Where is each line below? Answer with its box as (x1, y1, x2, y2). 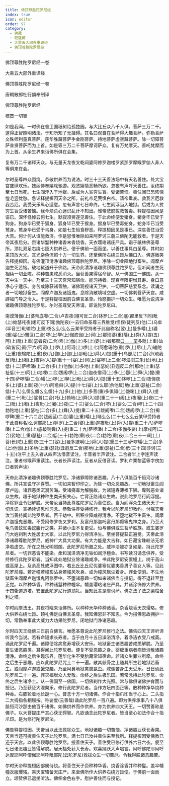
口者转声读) (5, 463, 29, 469)
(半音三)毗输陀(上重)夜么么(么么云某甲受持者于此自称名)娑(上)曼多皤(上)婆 (5, 325, 158, 331)
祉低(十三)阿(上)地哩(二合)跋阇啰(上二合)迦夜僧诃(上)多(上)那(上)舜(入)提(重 (5, 369, 160, 375)
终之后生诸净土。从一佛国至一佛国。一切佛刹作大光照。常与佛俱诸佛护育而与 (5, 678, 164, 684)
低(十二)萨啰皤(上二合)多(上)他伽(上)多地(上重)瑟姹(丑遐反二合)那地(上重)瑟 (5, 363, 160, 369)
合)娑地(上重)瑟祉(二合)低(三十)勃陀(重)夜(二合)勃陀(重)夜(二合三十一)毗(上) (5, 432, 160, 438)
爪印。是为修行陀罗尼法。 (5, 716, 58, 722)
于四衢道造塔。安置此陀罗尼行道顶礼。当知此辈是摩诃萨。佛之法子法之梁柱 (5, 587, 159, 594)
